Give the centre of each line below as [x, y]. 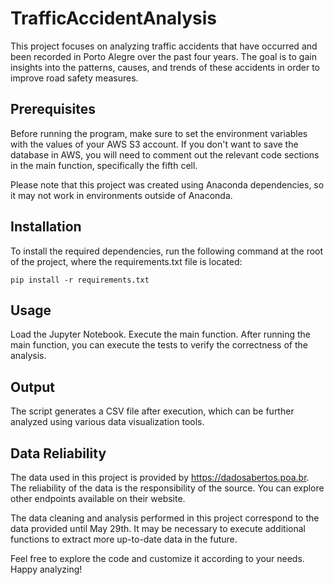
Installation [46, 227]
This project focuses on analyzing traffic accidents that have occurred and [164, 46]
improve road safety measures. [74, 78]
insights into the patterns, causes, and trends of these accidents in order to [165, 67]
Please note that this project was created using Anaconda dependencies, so [167, 184]
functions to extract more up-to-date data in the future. [124, 539]
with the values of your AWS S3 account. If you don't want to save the [154, 144]
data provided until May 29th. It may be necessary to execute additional [158, 528]
